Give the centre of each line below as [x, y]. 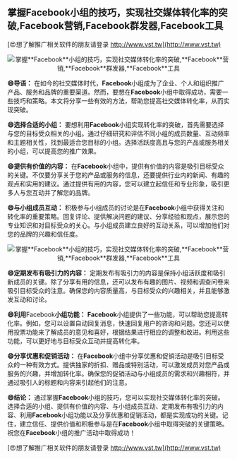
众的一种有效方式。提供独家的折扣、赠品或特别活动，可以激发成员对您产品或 [119, 364]
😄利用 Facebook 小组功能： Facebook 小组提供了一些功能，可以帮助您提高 [115, 314]
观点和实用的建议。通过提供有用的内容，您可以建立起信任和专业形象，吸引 [115, 184]
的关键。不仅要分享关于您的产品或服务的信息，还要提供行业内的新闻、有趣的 [119, 174]
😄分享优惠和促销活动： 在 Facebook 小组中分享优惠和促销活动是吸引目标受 [116, 356]
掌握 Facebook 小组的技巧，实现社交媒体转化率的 [113, 13]
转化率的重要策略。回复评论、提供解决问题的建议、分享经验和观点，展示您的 [119, 216]
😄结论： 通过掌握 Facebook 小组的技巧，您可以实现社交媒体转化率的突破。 [116, 397]
